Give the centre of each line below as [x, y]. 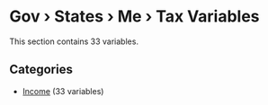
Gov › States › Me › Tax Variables [134, 17]
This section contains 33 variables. [74, 41]
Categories [41, 70]
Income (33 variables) [63, 91]
